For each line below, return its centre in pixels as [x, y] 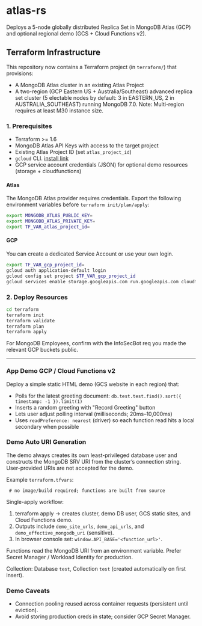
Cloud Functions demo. [44, 520]
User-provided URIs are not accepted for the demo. [70, 468]
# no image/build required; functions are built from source [87, 491]
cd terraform [23, 309]
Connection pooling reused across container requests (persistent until [102, 604]
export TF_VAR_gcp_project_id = [45, 265]
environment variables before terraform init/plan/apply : [78, 204]
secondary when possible [47, 426]
